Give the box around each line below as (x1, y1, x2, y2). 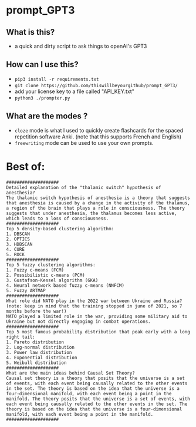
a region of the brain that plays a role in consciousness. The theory (6, 205, 185, 211)
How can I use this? (6, 59, 79, 69)
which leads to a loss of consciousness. (6, 216, 109, 221)
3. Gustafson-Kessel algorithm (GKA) (6, 277, 99, 283)
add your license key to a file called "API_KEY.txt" (14, 88, 135, 95)
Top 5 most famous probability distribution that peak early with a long (6, 329, 191, 335)
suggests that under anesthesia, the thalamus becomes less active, (6, 210, 177, 216)
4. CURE (6, 246, 25, 252)
